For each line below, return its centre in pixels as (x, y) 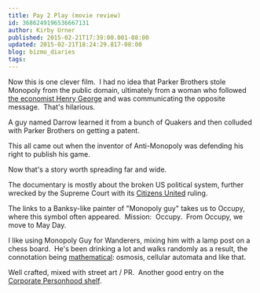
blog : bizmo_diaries (42, 52)
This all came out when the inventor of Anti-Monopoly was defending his (126, 146)
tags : (17, 60)
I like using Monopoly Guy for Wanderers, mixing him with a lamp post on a (129, 240)
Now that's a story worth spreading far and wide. (88, 169)
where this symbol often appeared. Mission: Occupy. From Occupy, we (126, 217)
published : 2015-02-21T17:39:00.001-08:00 (79, 37)
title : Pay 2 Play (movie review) (65, 15)
